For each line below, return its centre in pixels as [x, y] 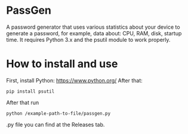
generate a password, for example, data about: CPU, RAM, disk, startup [94, 33]
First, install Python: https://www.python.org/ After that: [74, 80]
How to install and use [62, 64]
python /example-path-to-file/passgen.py [58, 113]
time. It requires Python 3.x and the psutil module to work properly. [88, 39]
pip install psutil [30, 91]
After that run [23, 102]
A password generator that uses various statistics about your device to [93, 27]
